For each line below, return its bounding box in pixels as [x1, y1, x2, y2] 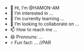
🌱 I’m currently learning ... [10, 16, 65, 21]
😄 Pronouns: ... [10, 34, 43, 40]
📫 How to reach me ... [10, 27, 58, 32]
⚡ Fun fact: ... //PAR [10, 39, 51, 45]
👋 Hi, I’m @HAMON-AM [10, 5, 60, 11]
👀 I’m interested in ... [10, 10, 53, 16]
